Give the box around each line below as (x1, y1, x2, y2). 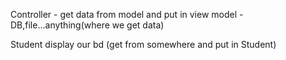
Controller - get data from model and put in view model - (10, 9, 244, 20)
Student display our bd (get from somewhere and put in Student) (10, 39, 277, 50)
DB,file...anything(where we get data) (10, 19, 165, 31)
